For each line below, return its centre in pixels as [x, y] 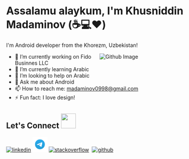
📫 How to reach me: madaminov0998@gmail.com [76, 88]
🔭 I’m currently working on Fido [53, 56]
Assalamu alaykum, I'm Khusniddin [95, 11]
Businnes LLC [31, 63]
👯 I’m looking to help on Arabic [52, 75]
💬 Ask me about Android [44, 82]
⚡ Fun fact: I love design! [45, 97]
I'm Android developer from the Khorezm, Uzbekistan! [72, 45]
